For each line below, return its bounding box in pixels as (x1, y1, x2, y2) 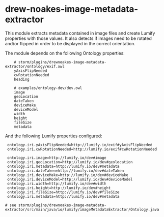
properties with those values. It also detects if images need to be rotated (5, 35, 152, 41)
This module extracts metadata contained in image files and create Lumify (5, 30, 156, 36)
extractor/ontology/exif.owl (5, 64, 65, 69)
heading (14, 77, 29, 82)
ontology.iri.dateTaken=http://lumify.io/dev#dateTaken (7, 168, 124, 173)
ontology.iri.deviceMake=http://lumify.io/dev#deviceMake (7, 172, 129, 178)
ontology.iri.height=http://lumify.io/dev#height (7, 186, 111, 190)
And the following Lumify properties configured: (5, 133, 102, 139)
